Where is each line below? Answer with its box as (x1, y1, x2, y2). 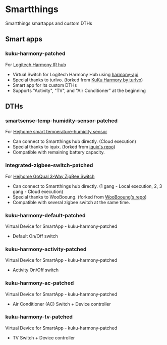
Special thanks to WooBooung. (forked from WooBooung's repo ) (12, 193, 147, 200)
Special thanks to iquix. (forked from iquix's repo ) (12, 144, 116, 150)
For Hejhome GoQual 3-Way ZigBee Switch (5, 173, 95, 179)
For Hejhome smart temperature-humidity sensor (5, 129, 107, 135)
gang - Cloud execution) (12, 188, 64, 194)
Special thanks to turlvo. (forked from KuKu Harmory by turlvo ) (12, 77, 143, 83)
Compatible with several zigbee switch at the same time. (12, 199, 130, 205)
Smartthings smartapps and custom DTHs (5, 20, 92, 26)
